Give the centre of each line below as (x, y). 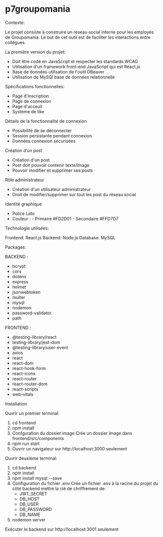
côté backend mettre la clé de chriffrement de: (59, 489)
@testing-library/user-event (40, 347)
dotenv (19, 276)
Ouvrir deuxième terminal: (31, 458)
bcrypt (19, 266)
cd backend (24, 467)
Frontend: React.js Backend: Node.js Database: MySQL (60, 237)
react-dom (23, 363)
